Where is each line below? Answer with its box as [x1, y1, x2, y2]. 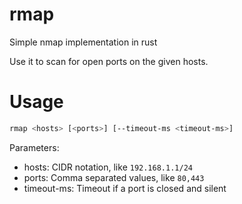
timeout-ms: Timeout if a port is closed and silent [23, 182, 227, 194]
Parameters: [9, 141, 60, 153]
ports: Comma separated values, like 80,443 [23, 171, 205, 183]
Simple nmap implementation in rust [9, 36, 158, 48]
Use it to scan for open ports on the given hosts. [9, 55, 209, 67]
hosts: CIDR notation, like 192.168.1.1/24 [23, 161, 193, 173]
